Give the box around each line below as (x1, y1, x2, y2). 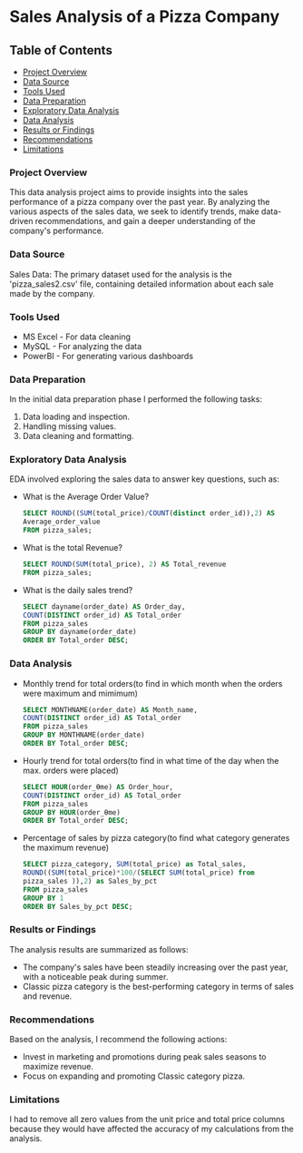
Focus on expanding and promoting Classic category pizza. (22, 1070, 246, 1081)
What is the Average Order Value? (22, 492, 150, 503)
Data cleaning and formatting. (22, 431, 134, 442)
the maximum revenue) (22, 842, 110, 854)
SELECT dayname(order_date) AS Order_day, (22, 601, 186, 611)
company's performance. (9, 225, 104, 237)
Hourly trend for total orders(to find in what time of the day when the (22, 755, 279, 766)
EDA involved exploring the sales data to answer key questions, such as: (9, 474, 279, 484)
